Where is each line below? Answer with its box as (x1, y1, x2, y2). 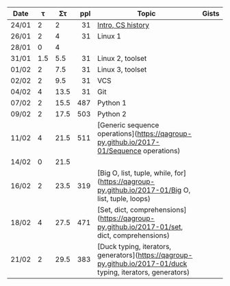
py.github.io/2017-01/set (97, 222, 181, 231)
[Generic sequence (97, 120, 159, 129)
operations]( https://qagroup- (97, 129, 192, 138)
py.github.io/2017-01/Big (97, 185, 182, 194)
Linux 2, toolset (97, 54, 147, 63)
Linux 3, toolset (97, 65, 147, 74)
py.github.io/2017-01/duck (97, 259, 188, 268)
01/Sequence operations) (97, 146, 181, 155)
